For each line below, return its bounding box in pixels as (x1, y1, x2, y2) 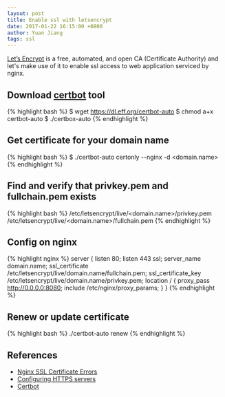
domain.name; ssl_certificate (7, 262, 89, 270)
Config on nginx (7, 236, 78, 248)
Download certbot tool (7, 89, 105, 100)
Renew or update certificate (7, 311, 129, 323)
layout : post (7, 10, 45, 17)
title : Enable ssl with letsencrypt (7, 17, 112, 23)
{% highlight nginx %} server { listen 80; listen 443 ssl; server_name (7, 255, 202, 263)
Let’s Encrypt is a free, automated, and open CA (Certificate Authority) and (7, 54, 219, 63)
